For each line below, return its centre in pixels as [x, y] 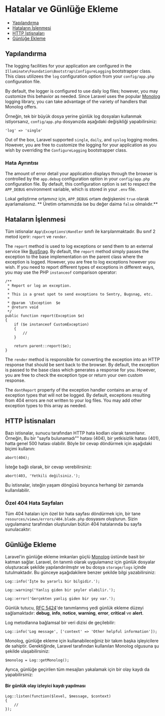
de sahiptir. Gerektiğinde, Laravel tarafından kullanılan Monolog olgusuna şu [82, 646]
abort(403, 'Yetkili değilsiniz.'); [43, 476]
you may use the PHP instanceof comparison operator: [61, 272]
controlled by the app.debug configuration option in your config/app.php [78, 179]
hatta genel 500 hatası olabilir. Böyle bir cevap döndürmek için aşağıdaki [79, 443]
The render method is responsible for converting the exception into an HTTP [82, 359]
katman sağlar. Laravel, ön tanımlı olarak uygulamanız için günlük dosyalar [80, 562]
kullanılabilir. [18, 490]
